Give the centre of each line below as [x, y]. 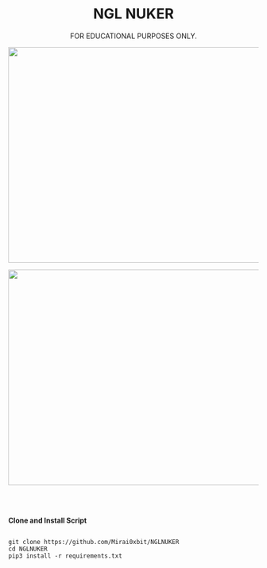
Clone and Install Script [48, 520]
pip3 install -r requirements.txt [66, 556]
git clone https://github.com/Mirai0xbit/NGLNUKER [94, 542]
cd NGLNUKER [28, 549]
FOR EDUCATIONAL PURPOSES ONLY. [133, 36]
